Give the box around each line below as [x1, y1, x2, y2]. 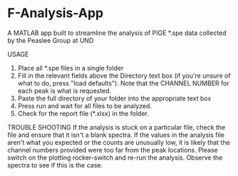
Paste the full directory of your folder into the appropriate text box [17, 94, 212, 103]
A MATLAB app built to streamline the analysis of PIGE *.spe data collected [7, 29, 227, 37]
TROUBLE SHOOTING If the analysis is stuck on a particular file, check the [7, 123, 226, 131]
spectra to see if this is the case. [7, 160, 103, 169]
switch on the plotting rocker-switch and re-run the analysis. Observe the [7, 153, 223, 162]
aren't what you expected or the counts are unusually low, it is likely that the [7, 138, 230, 147]
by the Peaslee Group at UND [7, 36, 94, 44]
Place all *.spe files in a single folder [17, 63, 124, 72]
